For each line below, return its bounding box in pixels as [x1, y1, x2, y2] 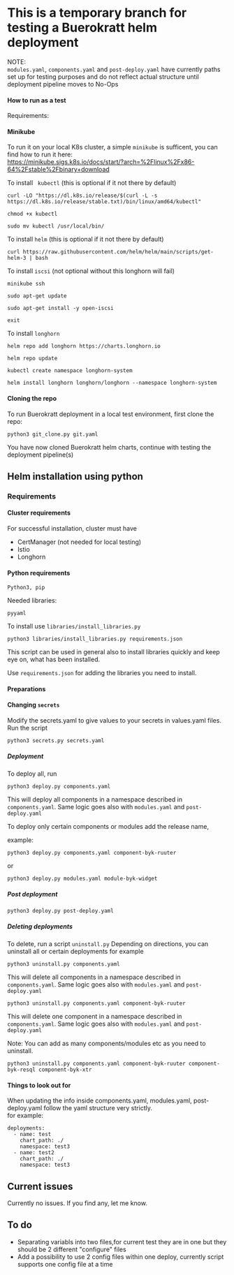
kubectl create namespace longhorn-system [7, 367, 133, 374]
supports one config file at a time [17, 1260, 113, 1268]
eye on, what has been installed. [7, 655, 101, 664]
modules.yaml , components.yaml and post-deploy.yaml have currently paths [7, 65, 221, 73]
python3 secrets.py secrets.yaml [7, 737, 105, 744]
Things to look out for [7, 1081, 71, 1089]
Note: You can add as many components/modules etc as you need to [7, 1039, 206, 1047]
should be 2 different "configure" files [17, 1245, 127, 1253]
